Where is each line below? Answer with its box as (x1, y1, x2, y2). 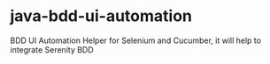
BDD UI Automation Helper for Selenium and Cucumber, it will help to (10, 35, 262, 46)
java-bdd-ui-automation (10, 6, 193, 26)
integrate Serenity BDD (10, 44, 94, 54)
